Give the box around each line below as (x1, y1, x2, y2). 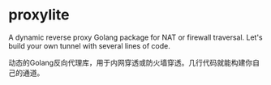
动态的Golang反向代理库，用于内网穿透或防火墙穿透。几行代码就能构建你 (8, 57, 253, 67)
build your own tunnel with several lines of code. (8, 40, 170, 50)
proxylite (8, 6, 70, 24)
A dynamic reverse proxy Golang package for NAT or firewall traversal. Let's (8, 32, 264, 42)
